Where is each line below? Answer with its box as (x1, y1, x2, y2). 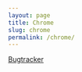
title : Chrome (8, 19, 55, 27)
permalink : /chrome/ (8, 33, 76, 41)
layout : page (8, 11, 51, 20)
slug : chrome (8, 26, 51, 34)
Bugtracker (8, 55, 45, 64)
